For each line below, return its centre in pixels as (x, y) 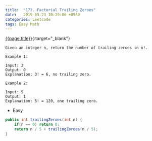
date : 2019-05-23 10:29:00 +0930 (43, 15)
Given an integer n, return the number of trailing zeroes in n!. (77, 48)
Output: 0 (16, 70)
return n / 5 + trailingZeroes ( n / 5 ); (56, 129)
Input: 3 (14, 66)
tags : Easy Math (22, 24)
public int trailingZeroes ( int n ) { (44, 120)
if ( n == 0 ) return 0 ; (37, 125)
